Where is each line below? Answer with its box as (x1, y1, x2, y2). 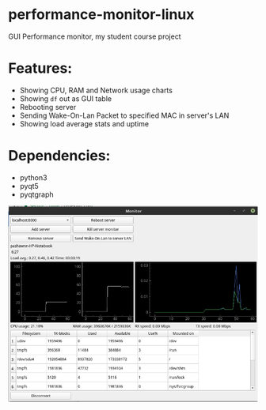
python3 (19, 172, 47, 182)
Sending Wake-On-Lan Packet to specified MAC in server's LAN (19, 111, 230, 120)
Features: (8, 59, 73, 77)
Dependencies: (8, 147, 111, 165)
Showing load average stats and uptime (19, 118, 149, 128)
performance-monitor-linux (8, 6, 195, 24)
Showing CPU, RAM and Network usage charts (19, 85, 173, 95)
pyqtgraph (19, 190, 54, 199)
